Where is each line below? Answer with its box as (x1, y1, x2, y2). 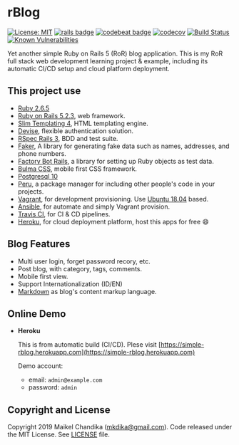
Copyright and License (7, 404, 111, 416)
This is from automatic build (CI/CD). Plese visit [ (17, 340, 161, 349)
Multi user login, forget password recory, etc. (17, 257, 151, 266)
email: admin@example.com (28, 375, 103, 384)
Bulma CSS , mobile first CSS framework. (17, 164, 138, 173)
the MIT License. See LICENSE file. (7, 430, 111, 439)
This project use (7, 85, 81, 97)
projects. (17, 187, 44, 196)
